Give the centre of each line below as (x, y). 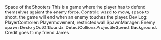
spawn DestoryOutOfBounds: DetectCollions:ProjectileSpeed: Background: (81, 27)
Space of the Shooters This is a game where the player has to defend (76, 7)
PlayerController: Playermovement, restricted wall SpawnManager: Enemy (80, 22)
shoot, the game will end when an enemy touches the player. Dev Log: (76, 17)
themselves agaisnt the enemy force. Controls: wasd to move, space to (77, 12)
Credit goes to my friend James (37, 33)
